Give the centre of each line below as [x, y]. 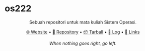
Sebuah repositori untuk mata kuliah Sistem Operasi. [83, 22]
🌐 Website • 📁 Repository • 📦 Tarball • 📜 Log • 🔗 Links [83, 32]
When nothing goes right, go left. [83, 43]
